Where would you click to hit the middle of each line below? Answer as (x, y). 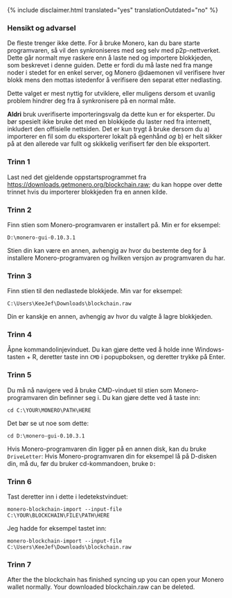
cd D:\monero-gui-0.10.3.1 (46, 436)
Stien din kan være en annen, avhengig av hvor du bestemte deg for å (107, 250)
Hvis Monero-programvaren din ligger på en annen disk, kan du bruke (107, 449)
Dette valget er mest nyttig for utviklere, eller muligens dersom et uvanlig (111, 94)
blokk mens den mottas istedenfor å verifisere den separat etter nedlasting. (115, 80)
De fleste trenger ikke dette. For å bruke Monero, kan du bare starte (104, 43)
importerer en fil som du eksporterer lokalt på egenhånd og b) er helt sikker (115, 136)
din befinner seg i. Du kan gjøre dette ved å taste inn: (125, 397)
